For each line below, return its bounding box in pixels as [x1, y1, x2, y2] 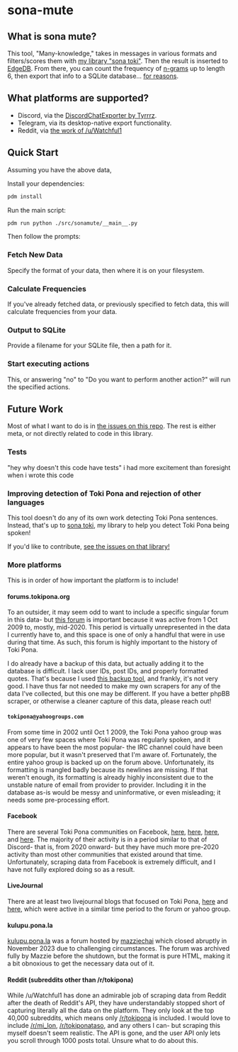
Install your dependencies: [7, 179, 85, 188]
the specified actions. [7, 382, 71, 391]
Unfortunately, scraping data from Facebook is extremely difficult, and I [7, 857, 216, 866]
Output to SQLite [7, 325, 66, 335]
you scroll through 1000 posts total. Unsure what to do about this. [7, 1036, 198, 1045]
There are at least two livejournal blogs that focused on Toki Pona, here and [7, 897, 228, 906]
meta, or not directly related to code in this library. [7, 430, 154, 438]
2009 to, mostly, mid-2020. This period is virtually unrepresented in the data [7, 623, 230, 632]
